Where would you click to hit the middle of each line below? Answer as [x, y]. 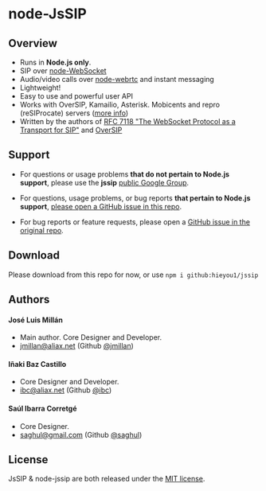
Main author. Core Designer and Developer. [91, 337]
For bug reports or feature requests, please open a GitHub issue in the [135, 222]
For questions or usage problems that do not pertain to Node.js [124, 174]
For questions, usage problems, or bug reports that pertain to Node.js [135, 198]
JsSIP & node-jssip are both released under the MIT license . [107, 479]
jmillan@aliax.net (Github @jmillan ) [76, 346]
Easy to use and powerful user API [76, 96]
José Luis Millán [36, 320]
